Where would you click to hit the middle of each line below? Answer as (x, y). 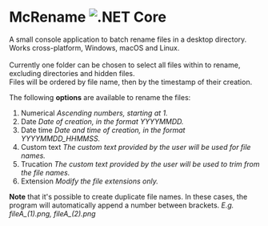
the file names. (45, 172)
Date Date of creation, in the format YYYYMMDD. (102, 121)
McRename (48, 17)
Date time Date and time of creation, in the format (103, 130)
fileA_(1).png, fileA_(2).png (52, 213)
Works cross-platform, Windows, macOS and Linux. (94, 47)
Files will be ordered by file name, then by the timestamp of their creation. (131, 82)
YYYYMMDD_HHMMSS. (60, 138)
